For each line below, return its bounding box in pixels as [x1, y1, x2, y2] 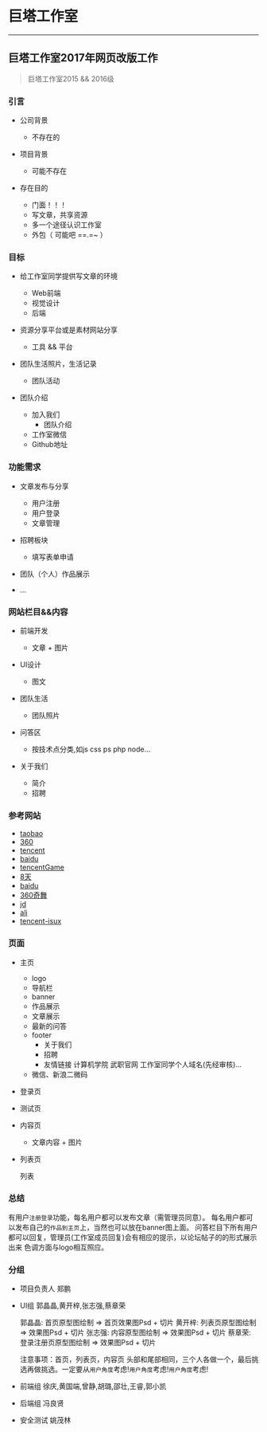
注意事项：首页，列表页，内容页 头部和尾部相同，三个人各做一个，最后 [19, 1355, 252, 1364]
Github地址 [31, 440, 68, 449]
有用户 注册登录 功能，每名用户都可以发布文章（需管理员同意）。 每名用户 [8, 1212, 240, 1222]
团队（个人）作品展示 [19, 569, 90, 579]
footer [31, 1030, 52, 1040]
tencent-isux [19, 916, 62, 926]
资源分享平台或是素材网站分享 [19, 325, 118, 335]
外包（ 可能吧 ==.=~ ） [31, 230, 107, 240]
